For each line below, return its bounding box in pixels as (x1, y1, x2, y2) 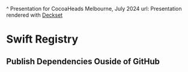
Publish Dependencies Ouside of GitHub (6, 56, 160, 67)
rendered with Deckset (6, 11, 63, 19)
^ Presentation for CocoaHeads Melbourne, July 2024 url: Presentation (6, 5, 182, 12)
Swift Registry (6, 32, 79, 46)
